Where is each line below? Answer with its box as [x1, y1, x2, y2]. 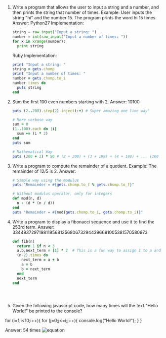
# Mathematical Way [12, 149, 53, 154]
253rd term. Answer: [12, 224, 55, 230]
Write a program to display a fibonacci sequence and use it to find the [12, 218, 155, 225]
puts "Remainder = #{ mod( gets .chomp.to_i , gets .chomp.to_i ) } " [12, 209, 143, 215]
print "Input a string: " [12, 62, 66, 67]
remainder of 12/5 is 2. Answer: [12, 168, 76, 174]
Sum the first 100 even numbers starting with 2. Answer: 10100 [12, 99, 140, 105]
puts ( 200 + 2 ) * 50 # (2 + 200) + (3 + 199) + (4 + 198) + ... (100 [12, 154, 159, 159]
